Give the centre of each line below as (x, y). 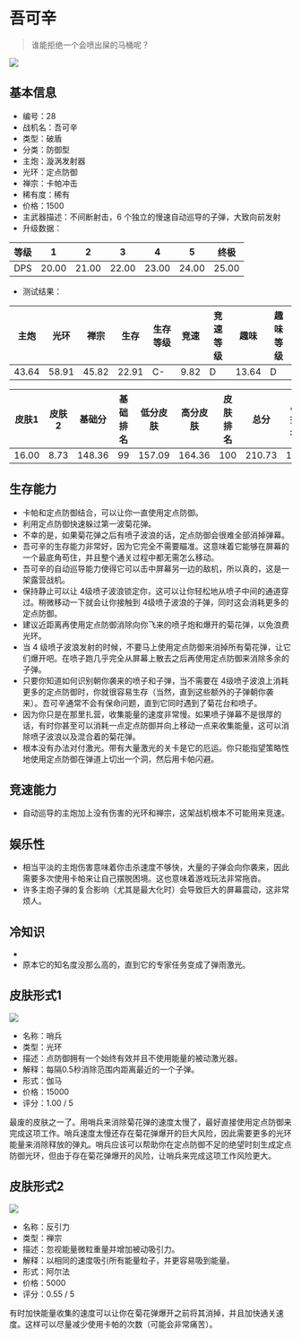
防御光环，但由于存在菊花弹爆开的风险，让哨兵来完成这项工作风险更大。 (142, 1155)
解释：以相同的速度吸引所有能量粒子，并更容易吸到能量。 (128, 1260)
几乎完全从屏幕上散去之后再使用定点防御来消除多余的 (191, 658)
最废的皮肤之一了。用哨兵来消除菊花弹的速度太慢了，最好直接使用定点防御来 (150, 1122)
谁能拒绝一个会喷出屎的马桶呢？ (90, 45)
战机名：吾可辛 (50, 127)
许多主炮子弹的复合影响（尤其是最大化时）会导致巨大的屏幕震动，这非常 (155, 890)
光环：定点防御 (50, 172)
